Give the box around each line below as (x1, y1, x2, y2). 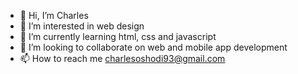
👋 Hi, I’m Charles (19, 10, 89, 21)
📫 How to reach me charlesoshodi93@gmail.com (19, 53, 226, 64)
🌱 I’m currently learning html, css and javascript (19, 31, 217, 42)
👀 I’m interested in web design (19, 20, 145, 32)
